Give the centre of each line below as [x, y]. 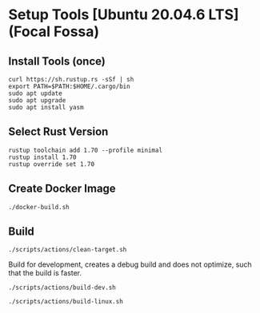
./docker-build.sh [39, 207]
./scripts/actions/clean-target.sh [68, 250]
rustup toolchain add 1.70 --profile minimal [85, 150]
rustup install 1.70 [43, 157]
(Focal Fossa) [54, 32]
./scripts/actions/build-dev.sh [62, 288]
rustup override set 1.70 [51, 164]
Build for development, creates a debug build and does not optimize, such [130, 264]
